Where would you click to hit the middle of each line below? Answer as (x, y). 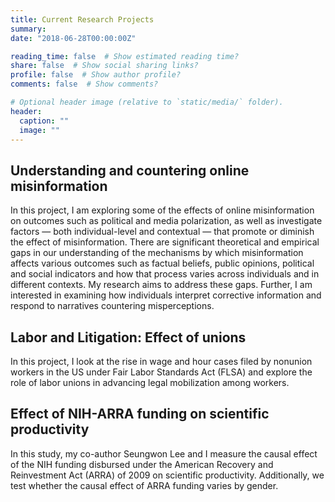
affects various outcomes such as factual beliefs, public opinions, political (162, 263)
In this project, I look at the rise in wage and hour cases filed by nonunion (161, 361)
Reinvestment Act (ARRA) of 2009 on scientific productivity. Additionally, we (167, 475)
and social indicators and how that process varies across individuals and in (165, 274)
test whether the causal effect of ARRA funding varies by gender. (144, 485)
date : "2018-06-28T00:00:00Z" (73, 38)
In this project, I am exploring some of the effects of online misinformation (162, 210)
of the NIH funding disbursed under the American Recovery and (142, 464)
